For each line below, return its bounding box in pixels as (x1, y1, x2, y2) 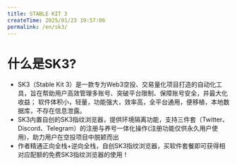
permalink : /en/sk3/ (7, 23, 68, 30)
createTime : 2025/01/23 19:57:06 (7, 17, 106, 24)
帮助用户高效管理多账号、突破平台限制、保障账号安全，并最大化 (42, 89, 228, 98)
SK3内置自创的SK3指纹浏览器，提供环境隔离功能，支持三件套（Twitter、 (17, 115, 229, 124)
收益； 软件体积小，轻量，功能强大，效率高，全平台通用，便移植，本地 (17, 98, 224, 106)
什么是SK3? (7, 55, 77, 72)
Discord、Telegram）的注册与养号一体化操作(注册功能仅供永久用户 (17, 124, 212, 133)
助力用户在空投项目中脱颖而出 (32, 133, 119, 141)
